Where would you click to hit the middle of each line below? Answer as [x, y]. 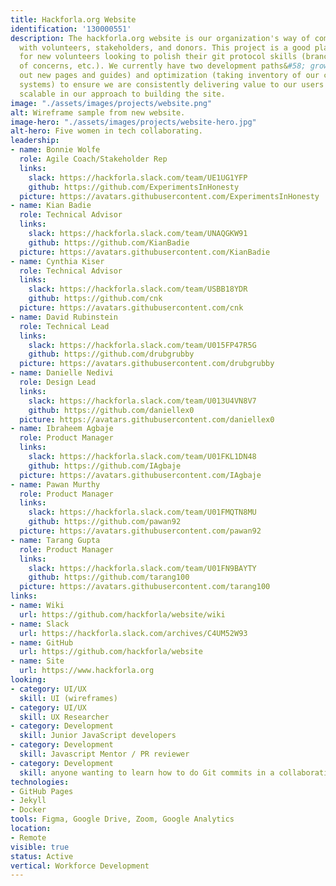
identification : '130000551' [71, 29]
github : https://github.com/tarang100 [109, 577]
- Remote [28, 837]
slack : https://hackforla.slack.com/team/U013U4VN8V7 [142, 401]
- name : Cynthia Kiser [57, 261]
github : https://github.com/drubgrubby [111, 354]
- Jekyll [28, 801]
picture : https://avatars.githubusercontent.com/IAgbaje [140, 475]
